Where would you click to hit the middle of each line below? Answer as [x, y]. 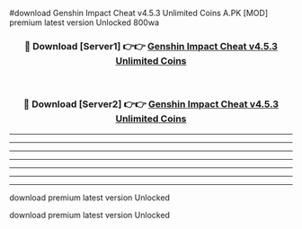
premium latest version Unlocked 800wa [84, 22]
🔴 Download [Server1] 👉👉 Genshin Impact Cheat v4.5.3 [151, 46]
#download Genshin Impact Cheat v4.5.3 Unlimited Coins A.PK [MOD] [138, 13]
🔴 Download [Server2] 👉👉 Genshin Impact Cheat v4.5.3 [151, 104]
